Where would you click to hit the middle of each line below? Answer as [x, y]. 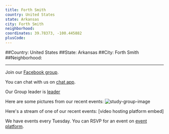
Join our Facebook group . [32, 72]
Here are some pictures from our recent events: [55, 101]
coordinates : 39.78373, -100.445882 [44, 33]
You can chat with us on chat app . [40, 82]
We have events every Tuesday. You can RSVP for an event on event [76, 121]
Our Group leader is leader [33, 92]
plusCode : [16, 38]
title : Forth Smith [26, 10]
